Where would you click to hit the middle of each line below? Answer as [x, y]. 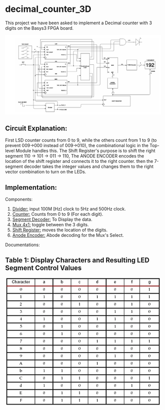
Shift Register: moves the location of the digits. [60, 230]
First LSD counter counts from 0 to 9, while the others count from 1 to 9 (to [81, 140]
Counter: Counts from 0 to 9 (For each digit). [58, 214]
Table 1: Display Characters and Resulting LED [77, 260]
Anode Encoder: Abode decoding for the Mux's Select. [68, 235]
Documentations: [23, 245]
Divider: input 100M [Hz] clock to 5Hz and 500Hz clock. [69, 208]
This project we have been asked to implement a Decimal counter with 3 [79, 23]
